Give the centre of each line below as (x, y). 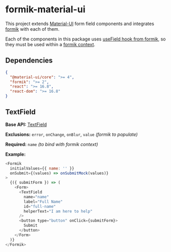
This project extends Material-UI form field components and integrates (80, 24)
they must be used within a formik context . (50, 44)
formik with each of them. (33, 29)
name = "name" (37, 197)
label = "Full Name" (43, 202)
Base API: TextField (26, 124)
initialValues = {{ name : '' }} (42, 168)
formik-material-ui (45, 9)
